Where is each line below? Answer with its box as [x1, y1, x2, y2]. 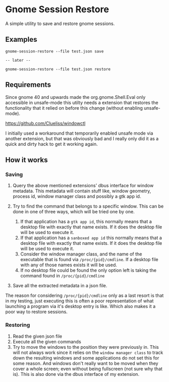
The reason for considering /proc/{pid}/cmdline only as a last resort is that [5, 292, 164, 299]
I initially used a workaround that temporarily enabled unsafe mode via [5, 130, 153, 136]
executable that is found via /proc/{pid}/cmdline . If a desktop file [20, 257, 158, 263]
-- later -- [5, 58, 31, 63]
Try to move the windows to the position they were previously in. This [12, 344, 159, 350]
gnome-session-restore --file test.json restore [5, 66, 111, 72]
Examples [5, 35, 37, 44]
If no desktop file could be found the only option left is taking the [20, 267, 157, 273]
